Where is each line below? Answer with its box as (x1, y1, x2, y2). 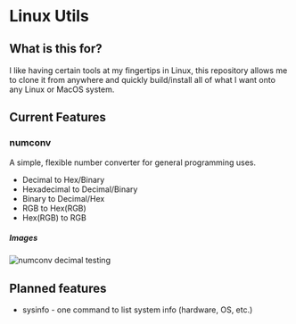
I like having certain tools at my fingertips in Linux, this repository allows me (9, 64, 288, 76)
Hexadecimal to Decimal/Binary (21, 184, 138, 195)
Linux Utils (9, 6, 89, 26)
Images (9, 233, 38, 244)
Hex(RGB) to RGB (21, 212, 86, 223)
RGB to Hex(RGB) (21, 203, 86, 213)
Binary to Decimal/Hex (21, 193, 105, 204)
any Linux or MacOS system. (9, 84, 115, 95)
